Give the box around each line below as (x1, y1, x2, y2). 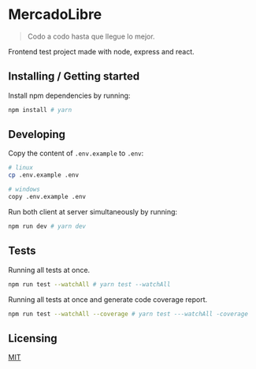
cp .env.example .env (8, 171, 80, 179)
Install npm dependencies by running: (8, 91, 131, 100)
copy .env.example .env (8, 193, 87, 201)
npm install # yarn (8, 106, 72, 114)
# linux (8, 164, 34, 172)
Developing (8, 128, 65, 141)
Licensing (8, 331, 58, 345)
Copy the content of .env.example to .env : (8, 148, 144, 158)
